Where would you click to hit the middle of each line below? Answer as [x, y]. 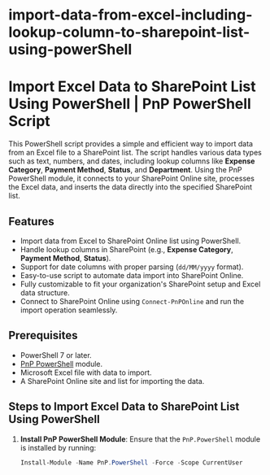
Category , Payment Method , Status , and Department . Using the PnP [125, 170]
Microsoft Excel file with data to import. [86, 373]
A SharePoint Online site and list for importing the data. [112, 381]
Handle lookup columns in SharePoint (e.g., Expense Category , [126, 249]
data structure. [45, 292]
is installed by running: [58, 447]
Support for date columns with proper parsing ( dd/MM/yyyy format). [132, 267]
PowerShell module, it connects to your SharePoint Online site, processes [131, 179]
